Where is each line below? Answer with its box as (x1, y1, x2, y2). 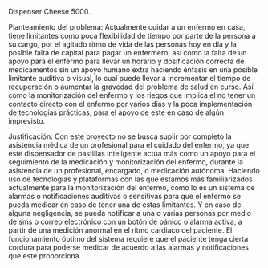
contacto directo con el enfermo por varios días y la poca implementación (8, 99, 253, 108)
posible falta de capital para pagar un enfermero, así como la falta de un (8, 48, 247, 57)
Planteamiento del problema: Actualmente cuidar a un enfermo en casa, (8, 22, 246, 31)
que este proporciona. (8, 251, 82, 260)
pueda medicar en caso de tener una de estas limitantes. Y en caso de (8, 200, 242, 209)
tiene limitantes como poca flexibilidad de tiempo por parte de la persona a (8, 31, 257, 40)
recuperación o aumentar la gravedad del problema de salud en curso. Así (8, 82, 254, 91)
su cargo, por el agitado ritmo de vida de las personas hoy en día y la (8, 39, 237, 49)
